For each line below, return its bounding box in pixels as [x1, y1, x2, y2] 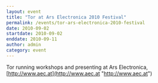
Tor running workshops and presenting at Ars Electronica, [6, 63, 148, 71]
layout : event [6, 8, 42, 15]
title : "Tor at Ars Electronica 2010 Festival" [6, 14, 127, 20]
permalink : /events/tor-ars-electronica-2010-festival [6, 20, 145, 25]
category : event [6, 47, 47, 53]
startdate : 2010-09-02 [6, 31, 63, 37]
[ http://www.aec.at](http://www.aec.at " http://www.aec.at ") [6, 69, 153, 77]
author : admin [6, 42, 42, 48]
